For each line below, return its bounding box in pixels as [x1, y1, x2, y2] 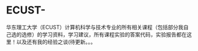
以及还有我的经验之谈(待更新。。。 [16, 38, 96, 45]
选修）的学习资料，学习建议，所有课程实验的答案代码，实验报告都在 [21, 30, 187, 38]
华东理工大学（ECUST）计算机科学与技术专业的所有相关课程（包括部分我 [6, 23, 184, 30]
